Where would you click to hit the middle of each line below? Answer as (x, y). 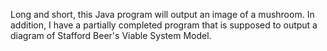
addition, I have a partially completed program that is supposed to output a (164, 25)
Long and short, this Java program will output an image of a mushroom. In (162, 14)
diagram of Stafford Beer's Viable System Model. (111, 35)
